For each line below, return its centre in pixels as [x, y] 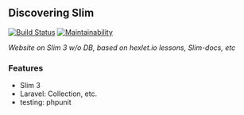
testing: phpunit [45, 102]
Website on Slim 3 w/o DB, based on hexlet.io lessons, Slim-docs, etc [122, 48]
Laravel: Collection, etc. [58, 94]
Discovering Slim [51, 13]
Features [26, 68]
